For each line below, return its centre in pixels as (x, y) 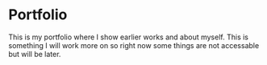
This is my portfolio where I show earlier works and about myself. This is (128, 37)
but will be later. (35, 54)
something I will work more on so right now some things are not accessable (134, 45)
